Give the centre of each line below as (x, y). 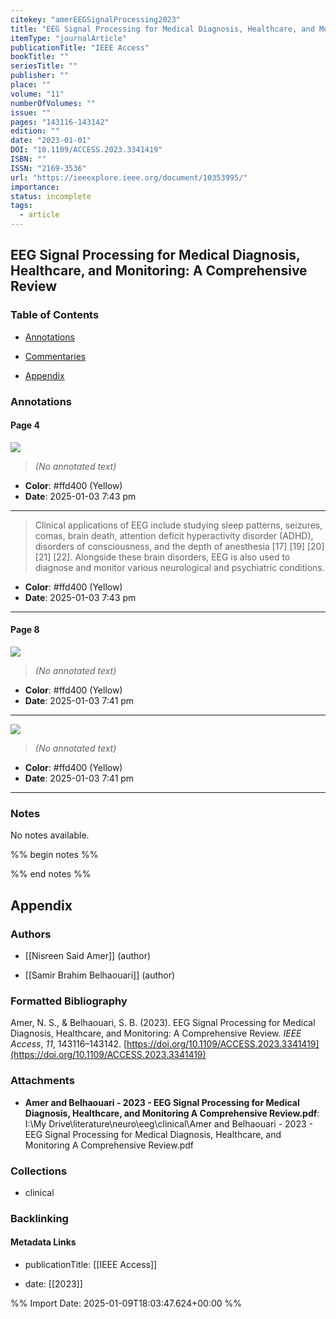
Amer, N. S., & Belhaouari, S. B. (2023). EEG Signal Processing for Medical (163, 1023)
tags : (21, 206)
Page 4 (25, 425)
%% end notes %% (51, 874)
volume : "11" (37, 94)
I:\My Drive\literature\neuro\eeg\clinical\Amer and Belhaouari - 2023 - (168, 1123)
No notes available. (50, 835)
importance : (35, 187)
